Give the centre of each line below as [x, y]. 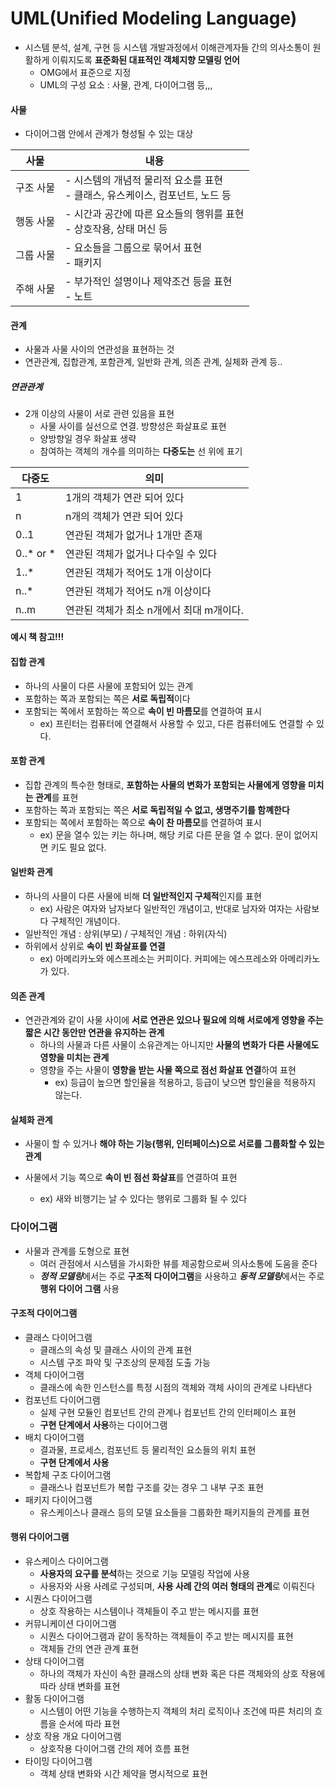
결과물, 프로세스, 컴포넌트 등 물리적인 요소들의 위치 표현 [148, 1449]
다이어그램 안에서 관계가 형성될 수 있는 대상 [109, 134]
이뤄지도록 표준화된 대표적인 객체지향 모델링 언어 [145, 59]
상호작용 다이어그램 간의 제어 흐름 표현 [114, 1749]
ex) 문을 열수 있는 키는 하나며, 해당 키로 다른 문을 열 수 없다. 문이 [165, 834]
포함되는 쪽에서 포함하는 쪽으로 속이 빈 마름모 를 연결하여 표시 [143, 711]
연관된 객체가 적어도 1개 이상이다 [138, 573]
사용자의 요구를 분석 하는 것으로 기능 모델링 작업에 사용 [145, 1574]
